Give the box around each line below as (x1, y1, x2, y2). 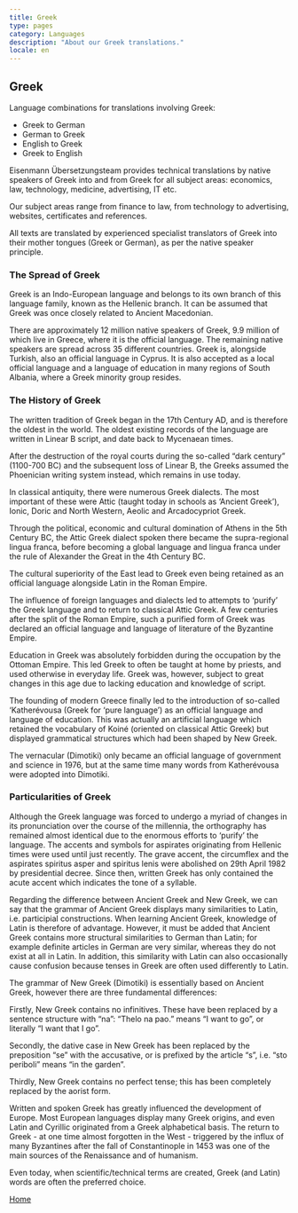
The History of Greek (9, 394, 101, 406)
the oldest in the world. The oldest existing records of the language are (9, 423, 269, 435)
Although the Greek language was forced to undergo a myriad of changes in (9, 811, 287, 822)
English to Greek (21, 138, 82, 149)
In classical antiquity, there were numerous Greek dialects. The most (9, 486, 260, 497)
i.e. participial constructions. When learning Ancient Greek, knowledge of (9, 913, 277, 924)
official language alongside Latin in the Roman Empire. (9, 578, 208, 588)
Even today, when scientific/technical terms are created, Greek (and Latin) (9, 1167, 281, 1178)
